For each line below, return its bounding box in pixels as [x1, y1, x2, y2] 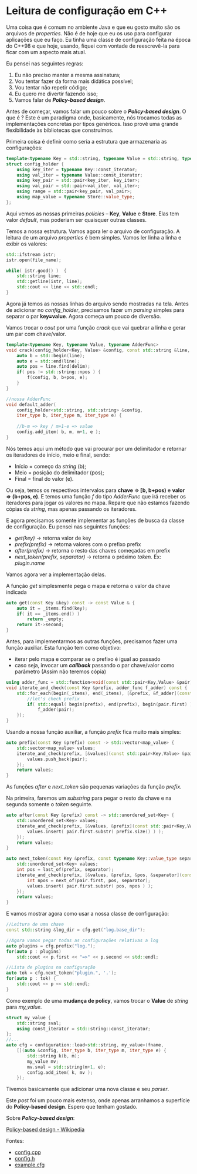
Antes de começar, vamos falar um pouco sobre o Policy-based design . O [6, 108, 186, 115]
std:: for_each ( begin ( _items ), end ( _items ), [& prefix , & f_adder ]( [16, 690, 180, 696]
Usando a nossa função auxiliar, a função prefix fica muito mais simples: [6, 729, 181, 736]
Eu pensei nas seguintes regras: [6, 60, 84, 67]
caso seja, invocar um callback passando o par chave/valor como [14, 662, 175, 669]
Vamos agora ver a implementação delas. [6, 571, 107, 578]
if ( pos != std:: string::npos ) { [16, 369, 101, 375]
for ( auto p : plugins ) [6, 949, 62, 955]
